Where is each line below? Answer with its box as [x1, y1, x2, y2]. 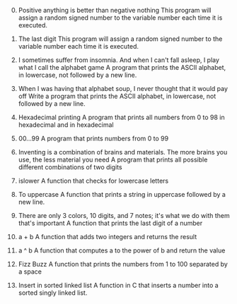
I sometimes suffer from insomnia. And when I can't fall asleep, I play [18, 56, 220, 64]
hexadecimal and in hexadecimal [18, 121, 114, 129]
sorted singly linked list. [18, 288, 88, 297]
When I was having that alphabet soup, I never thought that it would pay [18, 85, 229, 92]
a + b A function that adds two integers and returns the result [18, 233, 197, 241]
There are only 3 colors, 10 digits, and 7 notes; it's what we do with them [18, 212, 231, 219]
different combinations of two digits [18, 163, 122, 171]
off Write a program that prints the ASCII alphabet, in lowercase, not [18, 92, 216, 100]
